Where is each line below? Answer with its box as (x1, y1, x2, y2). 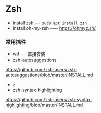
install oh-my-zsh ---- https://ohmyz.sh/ (12, 25, 96, 31)
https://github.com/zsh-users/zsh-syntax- (5, 97, 93, 103)
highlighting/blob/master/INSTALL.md (5, 102, 83, 108)
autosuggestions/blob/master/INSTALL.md (5, 72, 93, 78)
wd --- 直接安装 (12, 51, 45, 57)
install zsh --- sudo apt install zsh (12, 20, 87, 26)
